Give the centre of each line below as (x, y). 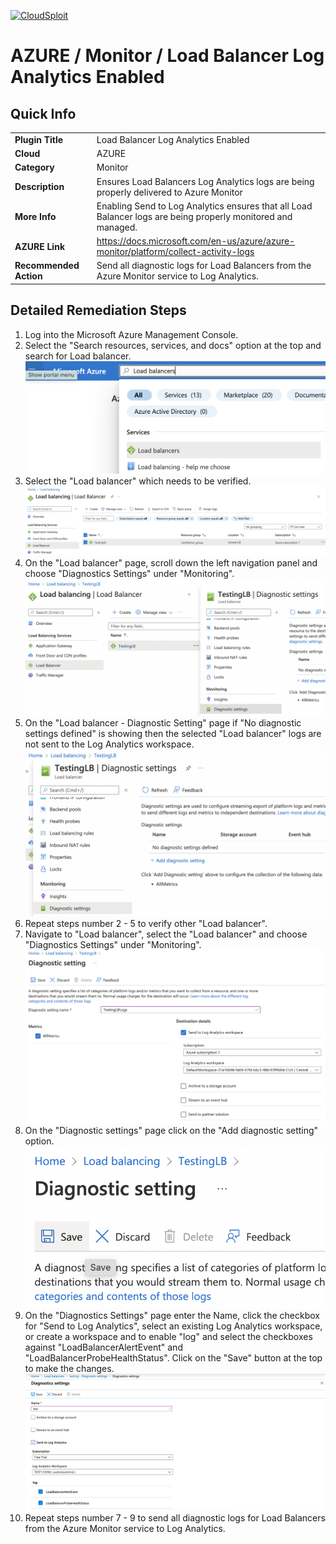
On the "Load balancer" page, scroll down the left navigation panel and (171, 562)
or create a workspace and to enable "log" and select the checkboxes (168, 1337)
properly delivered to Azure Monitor (169, 192)
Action (28, 276)
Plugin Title (39, 139)
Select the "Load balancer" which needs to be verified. (138, 481)
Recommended (47, 266)
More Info (35, 216)
